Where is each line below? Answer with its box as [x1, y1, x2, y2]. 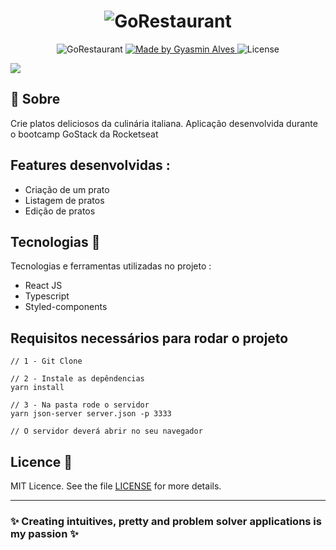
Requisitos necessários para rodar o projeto [10, 330, 289, 347]
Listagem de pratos [24, 194, 105, 206]
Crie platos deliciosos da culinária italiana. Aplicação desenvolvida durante [10, 117, 318, 129]
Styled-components [24, 301, 108, 313]
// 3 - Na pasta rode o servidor [10, 400, 150, 410]
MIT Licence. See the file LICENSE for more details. [10, 480, 222, 492]
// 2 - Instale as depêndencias [10, 374, 145, 384]
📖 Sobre [10, 91, 61, 108]
